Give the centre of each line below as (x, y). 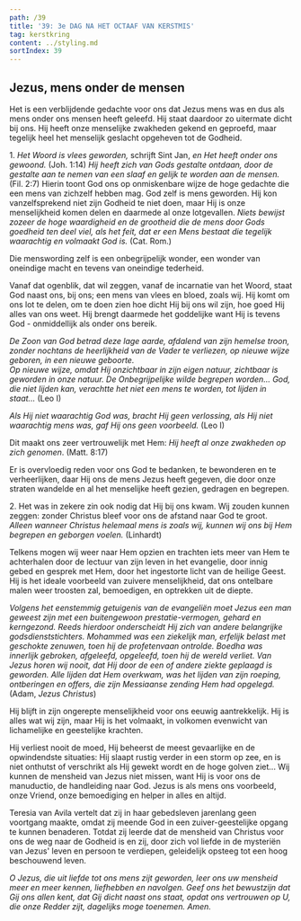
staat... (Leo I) (35, 398)
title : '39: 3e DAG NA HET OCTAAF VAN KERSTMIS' (102, 26)
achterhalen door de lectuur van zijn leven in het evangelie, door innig (138, 562)
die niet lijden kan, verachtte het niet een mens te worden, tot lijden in (138, 388)
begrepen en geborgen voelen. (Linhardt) (86, 535)
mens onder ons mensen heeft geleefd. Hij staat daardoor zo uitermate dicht (151, 119)
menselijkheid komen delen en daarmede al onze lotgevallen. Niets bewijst (147, 212)
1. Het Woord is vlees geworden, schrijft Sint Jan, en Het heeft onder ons (144, 155)
